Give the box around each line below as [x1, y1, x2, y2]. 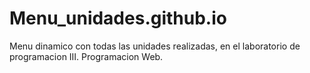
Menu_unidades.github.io [9, 7, 227, 30]
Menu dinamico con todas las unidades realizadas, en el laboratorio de [9, 40, 301, 52]
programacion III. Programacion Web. [9, 50, 164, 62]
